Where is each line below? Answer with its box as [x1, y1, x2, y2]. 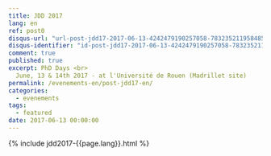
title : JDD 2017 [8, 11, 63, 20]
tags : [8, 101, 27, 109]
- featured [15, 109, 52, 117]
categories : [8, 86, 48, 95]
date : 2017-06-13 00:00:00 [8, 117, 99, 125]
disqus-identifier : [8, 42, 74, 50]
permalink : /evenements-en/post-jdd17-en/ [8, 79, 153, 87]
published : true [8, 57, 63, 65]
